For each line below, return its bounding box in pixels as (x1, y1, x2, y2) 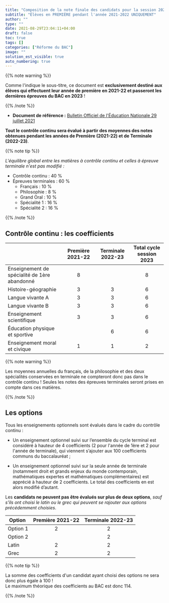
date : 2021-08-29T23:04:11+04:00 (5, 26, 75, 31)
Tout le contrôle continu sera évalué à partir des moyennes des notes (5, 128, 153, 134)
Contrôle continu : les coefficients (5, 229, 114, 238)
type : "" (5, 21, 24, 27)
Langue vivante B (8, 302, 49, 309)
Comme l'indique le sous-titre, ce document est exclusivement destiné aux (5, 82, 162, 89)
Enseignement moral (8, 339, 57, 347)
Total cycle (133, 244, 160, 251)
